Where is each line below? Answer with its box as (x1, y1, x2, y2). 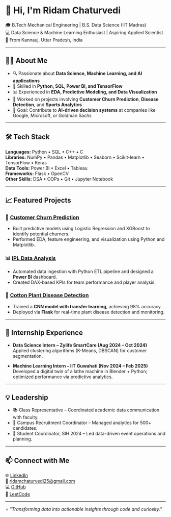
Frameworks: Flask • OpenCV (5, 170, 69, 177)
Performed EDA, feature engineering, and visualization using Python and (12, 236, 165, 242)
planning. (12, 436, 33, 442)
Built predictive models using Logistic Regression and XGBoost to (12, 226, 150, 232)
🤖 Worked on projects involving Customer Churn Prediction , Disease (12, 96, 159, 102)
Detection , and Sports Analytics (12, 102, 82, 108)
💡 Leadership (5, 393, 48, 402)
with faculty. (12, 414, 39, 421)
